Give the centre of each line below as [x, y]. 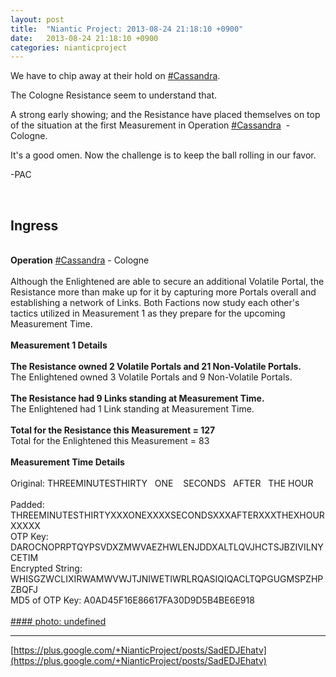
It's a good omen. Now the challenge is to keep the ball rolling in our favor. [163, 155]
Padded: [27, 505]
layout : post [37, 19]
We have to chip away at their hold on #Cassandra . [115, 76]
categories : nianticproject [69, 47]
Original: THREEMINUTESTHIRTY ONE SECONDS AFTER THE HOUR [162, 483]
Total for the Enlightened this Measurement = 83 [110, 441]
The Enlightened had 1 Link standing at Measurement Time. [132, 409]
